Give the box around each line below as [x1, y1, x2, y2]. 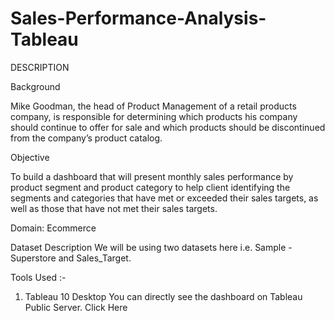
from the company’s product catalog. [10, 132, 163, 144]
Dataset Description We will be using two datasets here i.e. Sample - [10, 241, 293, 253]
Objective [10, 151, 50, 163]
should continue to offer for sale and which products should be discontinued [10, 121, 326, 133]
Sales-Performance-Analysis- [10, 7, 267, 30]
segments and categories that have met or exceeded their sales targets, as [10, 192, 319, 204]
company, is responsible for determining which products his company [10, 110, 298, 122]
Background [10, 80, 61, 92]
